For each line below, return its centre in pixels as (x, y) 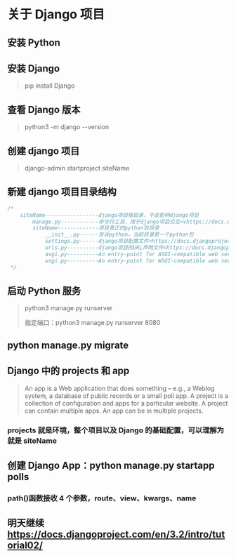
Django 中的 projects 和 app (68, 371)
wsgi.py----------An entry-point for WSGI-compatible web (131, 260)
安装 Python (34, 42)
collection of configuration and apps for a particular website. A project (126, 403)
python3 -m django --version (67, 127)
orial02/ (25, 546)
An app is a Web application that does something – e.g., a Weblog (119, 388)
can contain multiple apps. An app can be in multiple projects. (114, 411)
